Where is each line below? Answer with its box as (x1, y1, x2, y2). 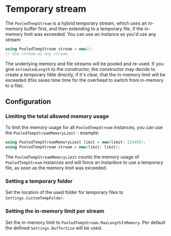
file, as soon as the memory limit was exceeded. (5, 165, 107, 171)
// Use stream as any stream (5, 51, 68, 57)
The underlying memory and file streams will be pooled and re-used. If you (5, 60, 164, 67)
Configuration (5, 97, 51, 106)
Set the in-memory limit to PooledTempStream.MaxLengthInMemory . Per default (5, 219, 166, 225)
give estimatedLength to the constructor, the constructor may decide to (5, 66, 156, 72)
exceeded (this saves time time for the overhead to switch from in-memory (5, 77, 164, 83)
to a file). (5, 82, 24, 88)
